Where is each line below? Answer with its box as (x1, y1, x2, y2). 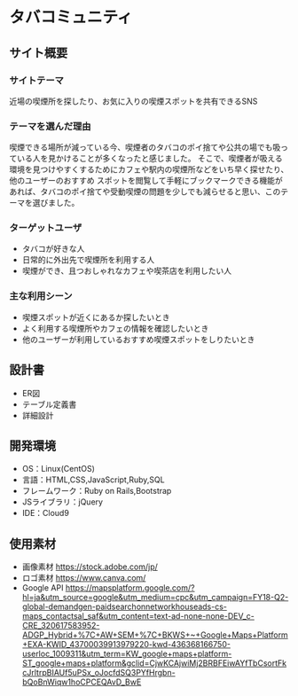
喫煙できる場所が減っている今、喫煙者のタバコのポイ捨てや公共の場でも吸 (9, 142, 281, 152)
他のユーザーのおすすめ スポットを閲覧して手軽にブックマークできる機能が (9, 176, 283, 186)
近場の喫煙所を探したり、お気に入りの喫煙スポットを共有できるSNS (9, 96, 258, 106)
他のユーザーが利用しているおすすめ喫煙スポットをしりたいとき (21, 333, 255, 345)
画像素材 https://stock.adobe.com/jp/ (21, 561, 158, 572)
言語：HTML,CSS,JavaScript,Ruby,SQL (21, 474, 166, 485)
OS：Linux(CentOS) (21, 464, 96, 474)
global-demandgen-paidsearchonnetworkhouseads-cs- (21, 601, 228, 612)
